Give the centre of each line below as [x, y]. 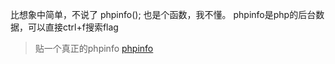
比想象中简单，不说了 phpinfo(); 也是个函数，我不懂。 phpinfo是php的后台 [163, 14]
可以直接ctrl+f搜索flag [73, 27]
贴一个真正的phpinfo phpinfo [94, 48]
